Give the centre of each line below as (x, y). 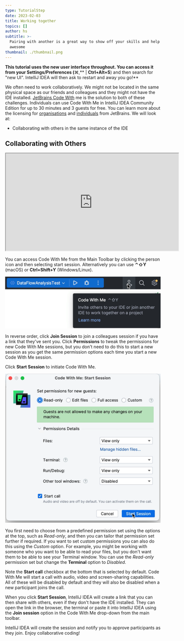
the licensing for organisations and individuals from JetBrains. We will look (81, 113)
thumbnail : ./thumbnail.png (34, 52)
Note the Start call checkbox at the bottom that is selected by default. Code (82, 572)
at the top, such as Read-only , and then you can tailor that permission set (80, 536)
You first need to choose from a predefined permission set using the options (83, 530)
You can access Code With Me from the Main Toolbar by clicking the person (83, 259)
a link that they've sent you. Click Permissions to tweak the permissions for (82, 341)
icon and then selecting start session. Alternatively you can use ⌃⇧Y (76, 265)
